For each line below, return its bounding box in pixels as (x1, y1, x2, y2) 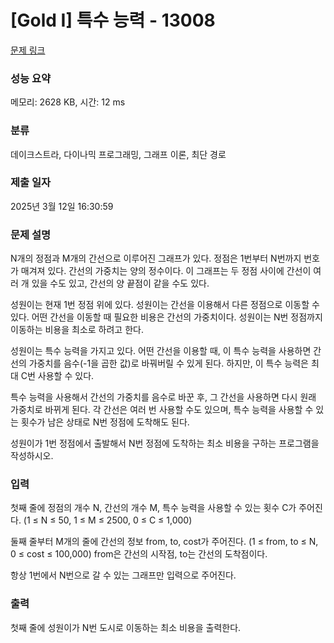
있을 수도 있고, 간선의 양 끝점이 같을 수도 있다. (31, 277, 210, 290)
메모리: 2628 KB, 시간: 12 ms (10, 96, 126, 108)
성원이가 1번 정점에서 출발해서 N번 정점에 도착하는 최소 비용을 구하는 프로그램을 (10, 437, 320, 450)
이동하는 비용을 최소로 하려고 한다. (10, 324, 144, 336)
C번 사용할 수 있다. (20, 370, 95, 382)
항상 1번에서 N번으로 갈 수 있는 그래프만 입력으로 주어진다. (10, 569, 237, 581)
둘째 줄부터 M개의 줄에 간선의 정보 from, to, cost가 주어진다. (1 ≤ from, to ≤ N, (10, 536, 319, 548)
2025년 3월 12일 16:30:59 (10, 200, 114, 212)
